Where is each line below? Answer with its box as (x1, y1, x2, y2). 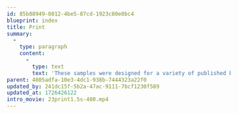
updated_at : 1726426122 (6, 89, 77, 96)
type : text (32, 63, 65, 70)
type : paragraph (19, 43, 68, 50)
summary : (6, 30, 33, 38)
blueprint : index (6, 17, 58, 24)
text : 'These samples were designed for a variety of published (32, 69, 227, 76)
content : (19, 50, 45, 57)
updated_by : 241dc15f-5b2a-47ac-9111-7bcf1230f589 (6, 83, 160, 90)
